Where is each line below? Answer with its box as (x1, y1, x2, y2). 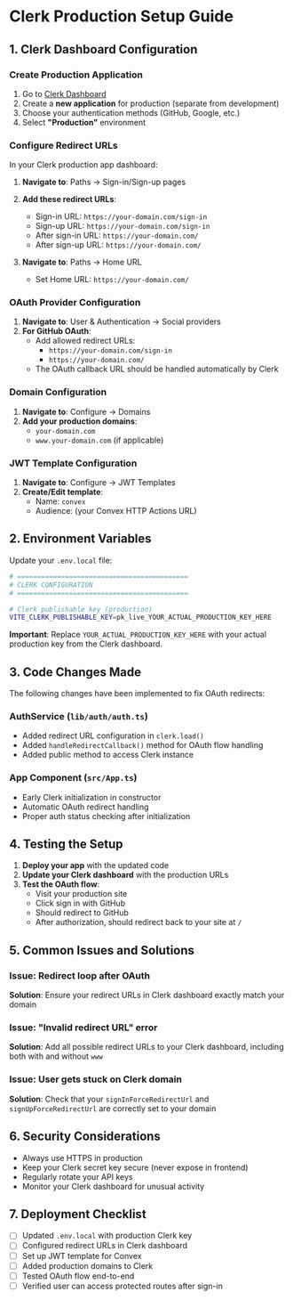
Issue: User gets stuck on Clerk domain (9, 1073, 182, 1085)
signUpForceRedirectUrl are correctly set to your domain (9, 1102, 217, 1114)
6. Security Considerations (9, 1129, 162, 1144)
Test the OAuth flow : (21, 879, 100, 890)
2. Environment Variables (9, 532, 153, 547)
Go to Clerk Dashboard (21, 88, 107, 99)
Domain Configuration (9, 386, 107, 398)
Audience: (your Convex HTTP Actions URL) (35, 506, 197, 516)
